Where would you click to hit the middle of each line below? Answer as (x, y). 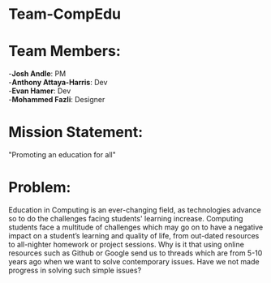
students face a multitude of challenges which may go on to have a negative (136, 227)
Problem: (40, 188)
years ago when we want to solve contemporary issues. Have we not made (134, 262)
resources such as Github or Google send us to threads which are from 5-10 (135, 253)
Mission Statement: (76, 133)
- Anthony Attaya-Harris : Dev (58, 83)
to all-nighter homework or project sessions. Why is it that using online (127, 244)
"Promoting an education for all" (62, 155)
